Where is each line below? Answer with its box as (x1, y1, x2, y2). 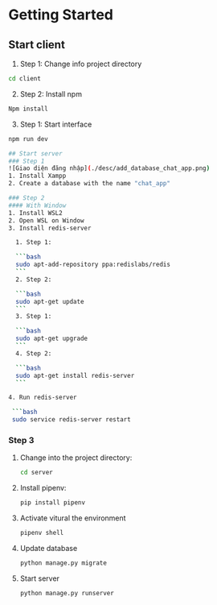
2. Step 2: (15, 276, 52, 284)
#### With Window (8, 201, 67, 209)
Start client (8, 38, 66, 52)
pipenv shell (19, 529, 64, 537)
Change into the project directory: (19, 453, 133, 462)
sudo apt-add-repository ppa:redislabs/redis (15, 260, 171, 269)
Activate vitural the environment (19, 513, 126, 523)
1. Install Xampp (8, 172, 67, 180)
